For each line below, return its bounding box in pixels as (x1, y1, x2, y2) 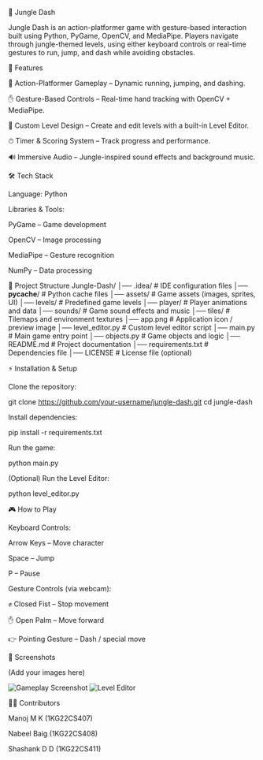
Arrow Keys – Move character (8, 538, 105, 547)
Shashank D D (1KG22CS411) (8, 744, 102, 753)
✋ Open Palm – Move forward (8, 616, 105, 624)
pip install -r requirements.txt (8, 428, 102, 437)
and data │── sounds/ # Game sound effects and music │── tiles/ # (8, 306, 231, 315)
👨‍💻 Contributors (8, 699, 61, 707)
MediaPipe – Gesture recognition (8, 251, 115, 259)
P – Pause (8, 568, 41, 578)
